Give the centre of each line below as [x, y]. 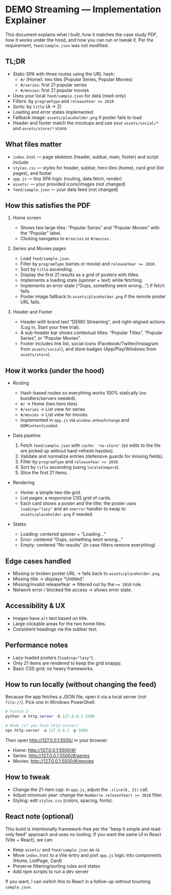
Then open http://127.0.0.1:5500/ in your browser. [57, 740]
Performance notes [37, 645]
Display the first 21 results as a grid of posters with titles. [80, 275]
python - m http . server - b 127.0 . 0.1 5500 [50, 716]
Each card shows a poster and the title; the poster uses [78, 504]
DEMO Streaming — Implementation [83, 9]
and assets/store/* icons [40, 128]
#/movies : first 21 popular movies [55, 90]
